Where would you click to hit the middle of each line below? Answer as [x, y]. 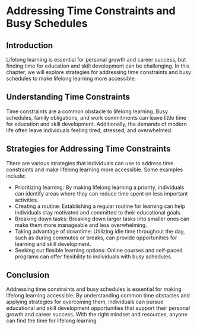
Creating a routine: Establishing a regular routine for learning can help [100, 206]
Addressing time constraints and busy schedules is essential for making [94, 289]
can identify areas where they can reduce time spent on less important [101, 193]
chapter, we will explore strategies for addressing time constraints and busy [99, 72]
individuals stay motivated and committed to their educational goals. [98, 212]
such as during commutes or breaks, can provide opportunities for [96, 238]
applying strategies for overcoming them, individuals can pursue [85, 302]
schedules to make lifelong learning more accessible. [71, 79]
